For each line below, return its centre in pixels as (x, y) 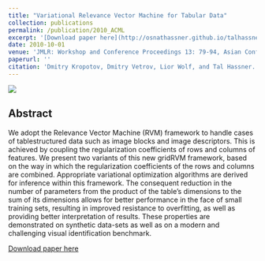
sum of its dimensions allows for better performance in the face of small (125, 199)
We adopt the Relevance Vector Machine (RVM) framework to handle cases (131, 132)
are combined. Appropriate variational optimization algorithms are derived (128, 174)
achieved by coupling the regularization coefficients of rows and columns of (132, 149)
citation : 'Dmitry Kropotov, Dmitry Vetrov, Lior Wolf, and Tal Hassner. (132, 67)
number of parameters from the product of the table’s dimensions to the (125, 191)
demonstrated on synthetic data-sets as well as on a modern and (114, 225)
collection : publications (50, 23)
